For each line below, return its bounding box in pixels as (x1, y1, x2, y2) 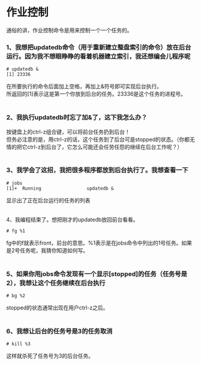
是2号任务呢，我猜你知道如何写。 (6, 246, 89, 254)
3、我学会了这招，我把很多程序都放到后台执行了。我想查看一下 (6, 166, 188, 175)
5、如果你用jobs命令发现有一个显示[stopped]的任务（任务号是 (6, 269, 188, 278)
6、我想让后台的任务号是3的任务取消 (6, 327, 113, 335)
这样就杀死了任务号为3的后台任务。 (6, 352, 94, 360)
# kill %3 (6, 341, 31, 347)
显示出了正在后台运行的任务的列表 (6, 196, 91, 204)
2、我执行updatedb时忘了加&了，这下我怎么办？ (6, 113, 148, 122)
